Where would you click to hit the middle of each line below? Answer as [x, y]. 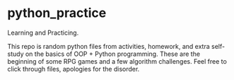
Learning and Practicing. [43, 33]
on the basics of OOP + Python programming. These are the [112, 54]
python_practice [57, 13]
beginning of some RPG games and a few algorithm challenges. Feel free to [117, 61]
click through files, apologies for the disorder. [74, 69]
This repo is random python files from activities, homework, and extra [109, 46]
